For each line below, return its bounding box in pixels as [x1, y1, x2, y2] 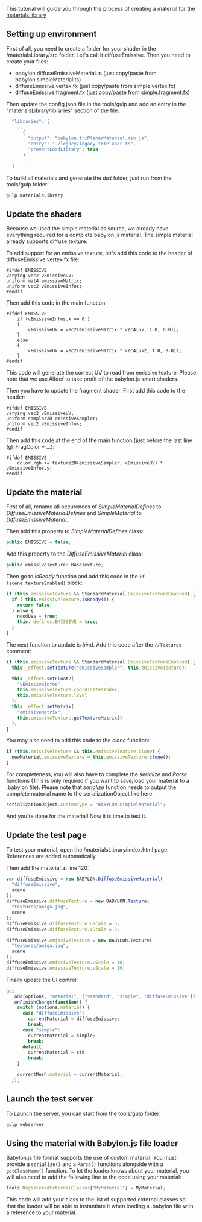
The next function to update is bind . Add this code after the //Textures [6, 641, 182, 648]
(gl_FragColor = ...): [6, 443, 55, 451]
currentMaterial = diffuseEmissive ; [28, 1016, 120, 1022]
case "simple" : [22, 1027, 61, 1033]
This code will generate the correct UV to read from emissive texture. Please [6, 369, 197, 376]
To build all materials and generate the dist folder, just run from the [6, 174, 172, 182]
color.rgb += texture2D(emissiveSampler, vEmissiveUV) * [17, 460, 163, 466]
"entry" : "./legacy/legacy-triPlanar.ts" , [28, 141, 136, 147]
